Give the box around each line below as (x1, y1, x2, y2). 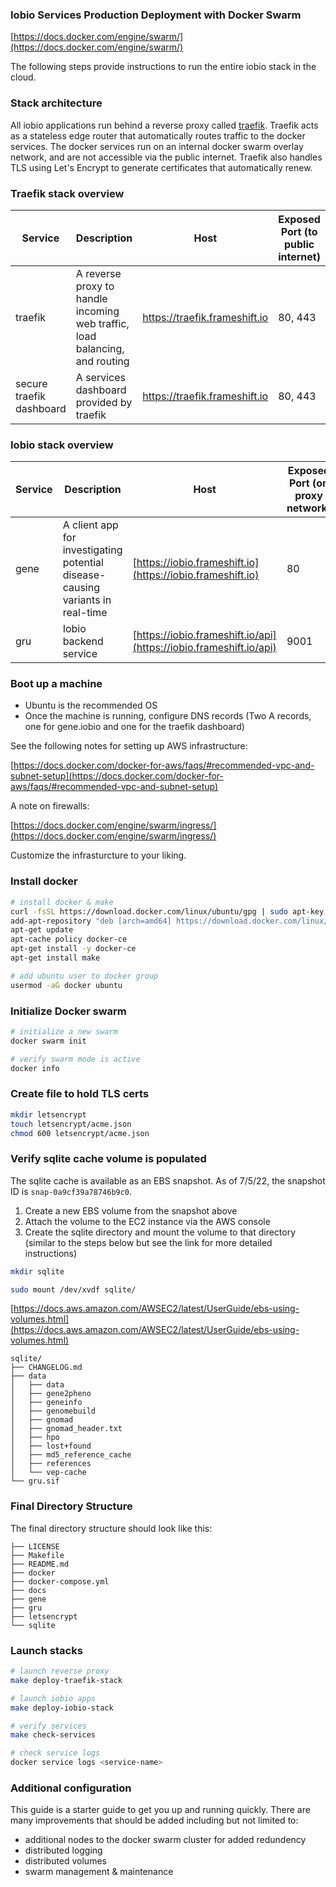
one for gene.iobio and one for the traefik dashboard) (24, 721, 245, 733)
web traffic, (75, 316, 130, 330)
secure (15, 376, 48, 390)
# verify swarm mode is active (10, 1054, 141, 1064)
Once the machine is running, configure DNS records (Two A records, (24, 710, 312, 722)
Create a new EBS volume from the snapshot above (24, 1204, 238, 1217)
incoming (75, 304, 120, 318)
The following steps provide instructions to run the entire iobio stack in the (10, 61, 317, 73)
